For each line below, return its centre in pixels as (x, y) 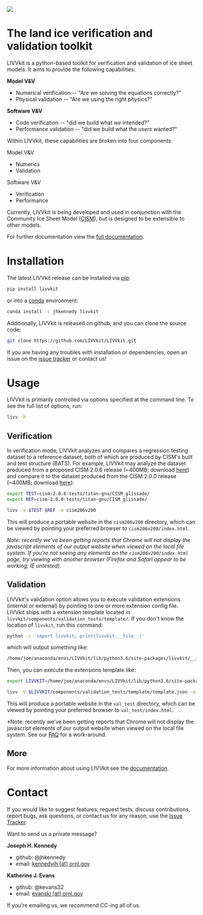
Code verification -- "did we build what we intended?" (83, 122)
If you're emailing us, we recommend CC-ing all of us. (74, 905)
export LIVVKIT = (27, 681)
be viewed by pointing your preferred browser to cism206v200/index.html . (98, 528)
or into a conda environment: (43, 300)
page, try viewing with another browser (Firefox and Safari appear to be (96, 559)
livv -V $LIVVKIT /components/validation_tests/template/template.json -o (101, 692)
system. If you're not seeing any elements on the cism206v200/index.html (98, 552)
